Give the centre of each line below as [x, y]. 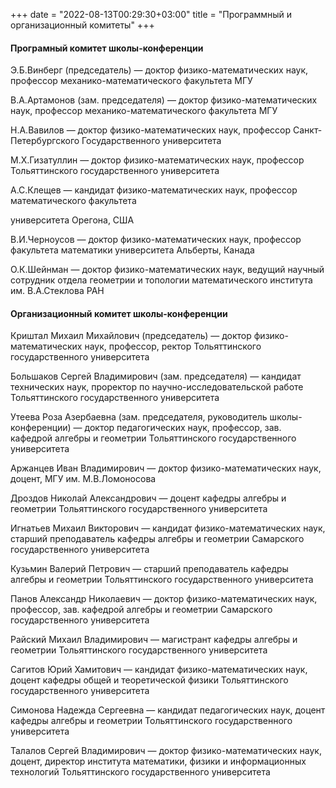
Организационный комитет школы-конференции [119, 313]
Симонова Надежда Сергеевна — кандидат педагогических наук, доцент [168, 710]
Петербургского [45, 141]
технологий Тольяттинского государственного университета [140, 772]
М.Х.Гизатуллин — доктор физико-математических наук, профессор [157, 160]
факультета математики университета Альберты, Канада [132, 250]
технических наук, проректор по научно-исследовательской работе [157, 387]
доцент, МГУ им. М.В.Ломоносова [83, 479]
